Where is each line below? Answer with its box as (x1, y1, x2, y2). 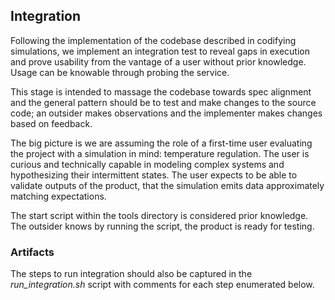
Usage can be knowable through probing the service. (10, 66, 230, 78)
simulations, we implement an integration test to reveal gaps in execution (10, 45, 310, 57)
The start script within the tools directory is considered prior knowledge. (10, 209, 309, 221)
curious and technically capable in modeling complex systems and (10, 158, 285, 170)
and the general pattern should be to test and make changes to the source (10, 96, 317, 108)
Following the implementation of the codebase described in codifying (10, 34, 297, 46)
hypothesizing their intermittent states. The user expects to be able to (10, 169, 298, 181)
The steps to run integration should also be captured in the (10, 268, 253, 280)
